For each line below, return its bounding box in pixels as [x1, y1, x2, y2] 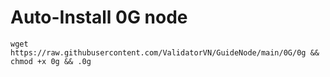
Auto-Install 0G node [10, 6, 188, 29]
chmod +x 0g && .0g [10, 56, 92, 66]
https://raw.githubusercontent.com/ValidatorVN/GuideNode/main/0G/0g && [10, 47, 320, 58]
